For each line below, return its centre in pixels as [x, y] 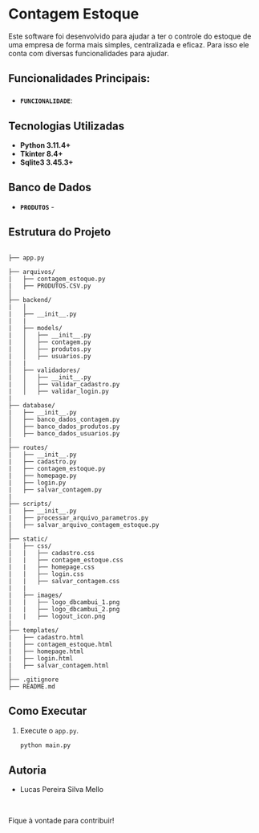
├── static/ [28, 539]
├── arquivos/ [32, 272]
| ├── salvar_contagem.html [59, 665]
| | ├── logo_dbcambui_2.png [64, 609]
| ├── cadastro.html [46, 637]
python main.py [45, 745]
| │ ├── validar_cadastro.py [64, 384]
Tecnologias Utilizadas [67, 126]
